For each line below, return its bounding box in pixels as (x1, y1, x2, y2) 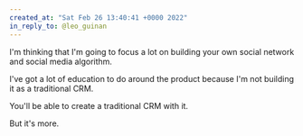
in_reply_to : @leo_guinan (9, 22, 107, 31)
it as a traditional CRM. (9, 83, 94, 94)
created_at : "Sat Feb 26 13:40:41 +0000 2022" (9, 13, 188, 23)
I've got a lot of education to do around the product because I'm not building (9, 73, 295, 84)
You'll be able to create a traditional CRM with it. (9, 100, 188, 111)
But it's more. (9, 118, 60, 129)
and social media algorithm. (9, 56, 113, 67)
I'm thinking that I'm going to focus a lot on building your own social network (9, 46, 295, 57)
